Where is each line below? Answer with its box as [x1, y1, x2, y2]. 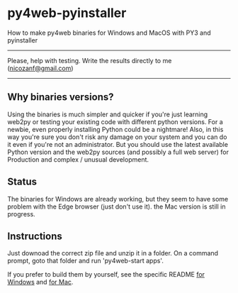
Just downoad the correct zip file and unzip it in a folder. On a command [7, 249, 218, 258]
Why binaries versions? [7, 91, 115, 104]
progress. [7, 209, 35, 218]
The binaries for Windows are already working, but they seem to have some [7, 194, 229, 203]
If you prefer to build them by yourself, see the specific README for [7, 270, 205, 279]
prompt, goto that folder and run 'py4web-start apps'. [7, 257, 164, 265]
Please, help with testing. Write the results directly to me [7, 56, 172, 65]
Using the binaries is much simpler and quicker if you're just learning [7, 110, 208, 118]
